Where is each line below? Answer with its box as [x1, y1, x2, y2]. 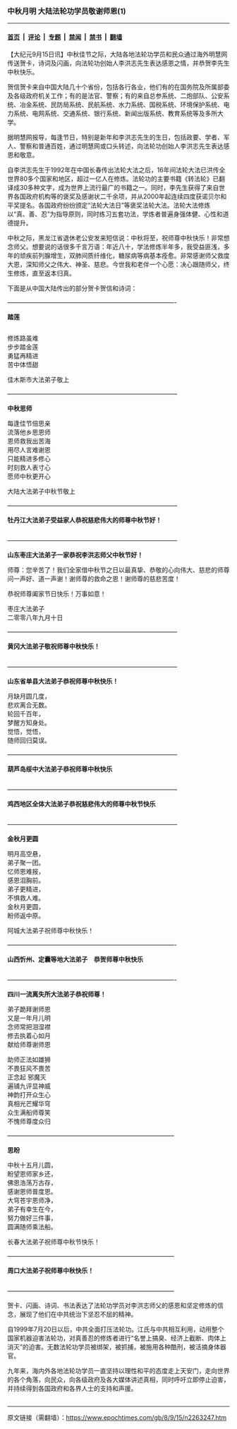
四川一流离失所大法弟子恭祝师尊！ [7, 990, 107, 998]
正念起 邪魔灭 [7, 1072, 47, 1081]
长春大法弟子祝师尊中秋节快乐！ [7, 1238, 100, 1246]
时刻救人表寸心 [7, 463, 51, 471]
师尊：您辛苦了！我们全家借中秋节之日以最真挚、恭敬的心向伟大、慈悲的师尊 [7, 565, 230, 574]
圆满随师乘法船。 [7, 1222, 57, 1231]
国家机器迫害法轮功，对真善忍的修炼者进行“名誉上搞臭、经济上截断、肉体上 [7, 1334, 227, 1342]
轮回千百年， [7, 709, 44, 718]
